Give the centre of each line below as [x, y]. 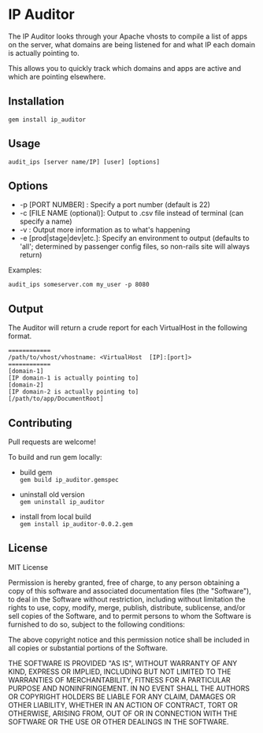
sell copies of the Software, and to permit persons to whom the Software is [130, 616]
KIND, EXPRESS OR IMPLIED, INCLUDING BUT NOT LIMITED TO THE [120, 672]
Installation [36, 101]
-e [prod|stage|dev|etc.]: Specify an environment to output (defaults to [134, 239]
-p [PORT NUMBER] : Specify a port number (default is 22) [115, 205]
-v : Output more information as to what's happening [105, 230]
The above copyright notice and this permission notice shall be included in [129, 639]
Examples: [25, 270]
